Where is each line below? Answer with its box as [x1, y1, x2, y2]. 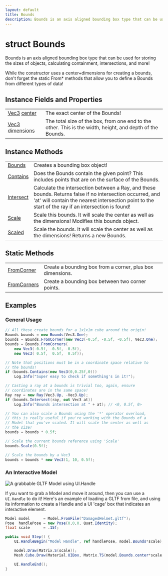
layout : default [5, 7, 39, 13]
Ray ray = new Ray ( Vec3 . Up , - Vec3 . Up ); [5, 393, 88, 398]
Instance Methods [5, 147, 63, 156]
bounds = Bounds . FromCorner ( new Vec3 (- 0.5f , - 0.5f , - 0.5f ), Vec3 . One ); [5, 337, 158, 342]
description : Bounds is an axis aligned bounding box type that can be [5, 17, 157, 22]
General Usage [5, 316, 42, 323]
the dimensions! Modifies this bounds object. [33, 217, 139, 224]
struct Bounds [5, 38, 66, 50]
